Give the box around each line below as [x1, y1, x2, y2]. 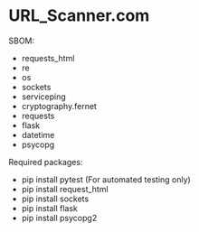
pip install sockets [21, 193, 90, 204]
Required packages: [8, 156, 83, 167]
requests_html [21, 52, 75, 63]
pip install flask [21, 202, 79, 213]
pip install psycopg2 [21, 212, 98, 223]
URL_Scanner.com [8, 5, 150, 26]
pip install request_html [21, 183, 109, 194]
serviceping [21, 91, 67, 102]
